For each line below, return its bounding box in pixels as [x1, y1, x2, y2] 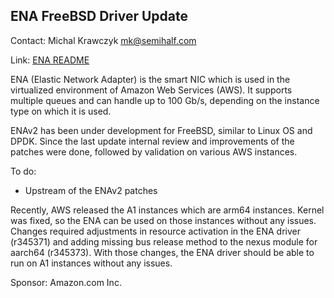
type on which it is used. [10, 105, 112, 117]
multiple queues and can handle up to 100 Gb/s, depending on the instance [10, 94, 320, 106]
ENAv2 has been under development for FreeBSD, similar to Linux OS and [10, 124, 313, 136]
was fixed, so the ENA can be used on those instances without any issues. [10, 214, 317, 226]
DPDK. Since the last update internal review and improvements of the [10, 135, 295, 147]
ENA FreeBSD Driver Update [10, 8, 188, 25]
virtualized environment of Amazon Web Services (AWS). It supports [10, 84, 293, 96]
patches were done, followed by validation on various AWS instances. [10, 145, 298, 158]
